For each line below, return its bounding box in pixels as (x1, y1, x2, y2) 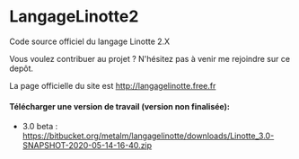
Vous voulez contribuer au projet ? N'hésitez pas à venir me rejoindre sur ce (9, 53, 290, 64)
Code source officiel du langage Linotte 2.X (9, 36, 171, 47)
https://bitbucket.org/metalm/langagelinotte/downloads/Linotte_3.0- (22, 130, 275, 141)
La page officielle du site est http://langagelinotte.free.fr (9, 80, 216, 91)
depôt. (9, 63, 34, 74)
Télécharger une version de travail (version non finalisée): (9, 101, 231, 111)
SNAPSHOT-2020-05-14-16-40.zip (22, 140, 153, 151)
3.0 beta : (22, 121, 58, 132)
